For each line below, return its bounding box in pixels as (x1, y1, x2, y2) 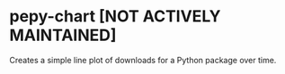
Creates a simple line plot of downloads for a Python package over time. (9, 54, 277, 65)
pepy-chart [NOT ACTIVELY (9, 6, 221, 27)
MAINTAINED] (9, 25, 117, 45)
